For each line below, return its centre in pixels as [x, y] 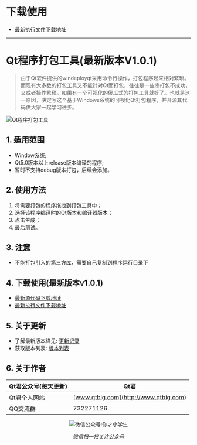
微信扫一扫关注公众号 [98, 436]
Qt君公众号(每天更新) [38, 386]
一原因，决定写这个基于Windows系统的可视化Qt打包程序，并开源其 [101, 100]
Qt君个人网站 [27, 398]
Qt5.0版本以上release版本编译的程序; [59, 162]
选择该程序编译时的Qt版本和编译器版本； [64, 213]
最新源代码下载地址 [38, 298]
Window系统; [30, 155]
